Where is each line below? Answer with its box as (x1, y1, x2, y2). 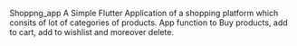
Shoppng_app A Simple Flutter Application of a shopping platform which (9, 8, 279, 18)
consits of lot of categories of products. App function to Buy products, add (9, 17, 288, 28)
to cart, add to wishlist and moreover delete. (9, 27, 175, 37)
